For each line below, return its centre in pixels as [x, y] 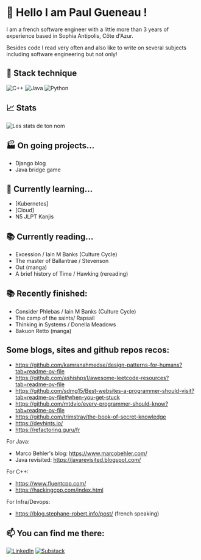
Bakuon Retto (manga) [43, 331]
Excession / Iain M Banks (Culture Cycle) [66, 254]
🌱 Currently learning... [50, 189]
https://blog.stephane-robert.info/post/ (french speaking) [87, 513]
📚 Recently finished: [47, 294]
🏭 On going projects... [51, 145]
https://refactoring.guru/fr [48, 429]
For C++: [18, 472]
